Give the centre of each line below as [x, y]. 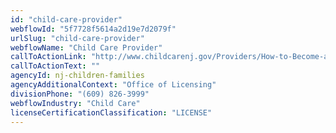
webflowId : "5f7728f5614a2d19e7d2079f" [93, 29]
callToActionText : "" [55, 66]
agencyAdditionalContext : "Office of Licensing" [113, 85]
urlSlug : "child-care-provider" [77, 38]
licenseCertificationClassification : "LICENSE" [111, 112]
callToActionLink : [48, 57]
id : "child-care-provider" [66, 19]
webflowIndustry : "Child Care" [75, 103]
